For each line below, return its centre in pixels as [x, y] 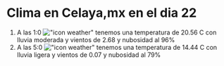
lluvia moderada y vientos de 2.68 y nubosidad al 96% [96, 39]
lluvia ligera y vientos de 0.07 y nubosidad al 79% [89, 55]
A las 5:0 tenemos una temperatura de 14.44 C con [117, 47]
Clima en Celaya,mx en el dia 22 [102, 13]
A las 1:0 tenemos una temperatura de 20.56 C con [117, 32]
